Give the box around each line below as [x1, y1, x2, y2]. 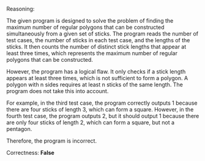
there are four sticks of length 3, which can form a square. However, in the [6, 106, 194, 113]
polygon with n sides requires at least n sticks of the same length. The [6, 81, 184, 88]
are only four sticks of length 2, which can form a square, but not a [6, 119, 175, 126]
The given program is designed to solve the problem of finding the [6, 17, 174, 24]
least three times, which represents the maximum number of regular [6, 50, 177, 57]
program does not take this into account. [6, 88, 109, 94]
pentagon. [6, 125, 32, 132]
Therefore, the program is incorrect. [6, 137, 97, 144]
